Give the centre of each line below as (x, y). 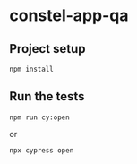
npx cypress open (42, 150)
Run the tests (47, 96)
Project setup (48, 49)
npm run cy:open (39, 117)
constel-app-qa (69, 16)
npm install (31, 69)
